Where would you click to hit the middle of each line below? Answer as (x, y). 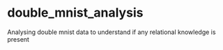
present (18, 39)
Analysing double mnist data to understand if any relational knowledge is (111, 32)
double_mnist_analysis (75, 13)
